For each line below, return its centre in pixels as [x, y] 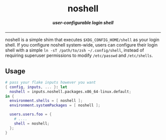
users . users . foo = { [31, 114]
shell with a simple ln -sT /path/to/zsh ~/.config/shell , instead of [75, 50]
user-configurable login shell [83, 22]
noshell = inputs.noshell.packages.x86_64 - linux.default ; [71, 92]
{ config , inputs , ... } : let [36, 87]
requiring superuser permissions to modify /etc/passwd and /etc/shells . [79, 55]
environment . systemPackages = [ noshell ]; [55, 105]
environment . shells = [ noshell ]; [46, 101]
